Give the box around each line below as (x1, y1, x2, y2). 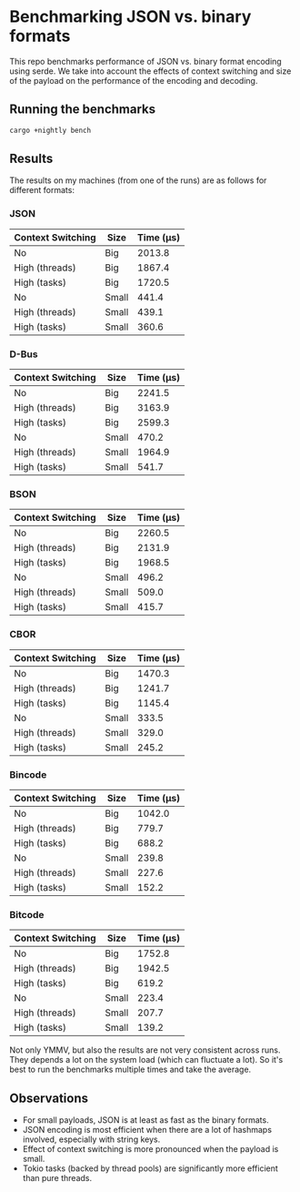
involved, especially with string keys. (22, 1134, 161, 1145)
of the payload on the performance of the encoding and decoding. (9, 75, 258, 86)
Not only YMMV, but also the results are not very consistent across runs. (9, 1044, 281, 1055)
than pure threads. (22, 1173, 93, 1184)
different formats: (9, 185, 75, 196)
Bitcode (9, 908, 45, 921)
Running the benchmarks (9, 102, 156, 117)
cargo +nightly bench (9, 126, 92, 135)
